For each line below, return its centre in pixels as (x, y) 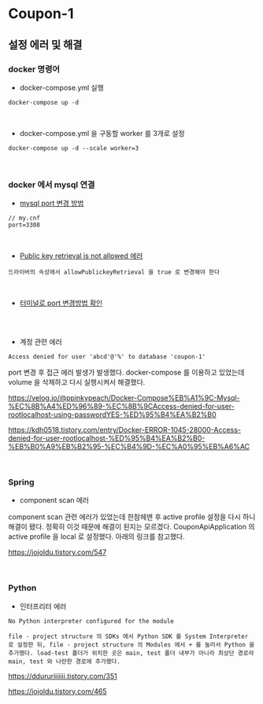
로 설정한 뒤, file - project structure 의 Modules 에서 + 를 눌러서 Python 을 (131, 645)
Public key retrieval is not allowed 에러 (81, 256)
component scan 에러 (54, 500)
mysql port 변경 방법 (52, 203)
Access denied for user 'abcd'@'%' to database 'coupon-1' (107, 357)
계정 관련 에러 (41, 342)
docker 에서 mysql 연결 (52, 184)
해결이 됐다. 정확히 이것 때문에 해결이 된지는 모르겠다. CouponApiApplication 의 (131, 527)
